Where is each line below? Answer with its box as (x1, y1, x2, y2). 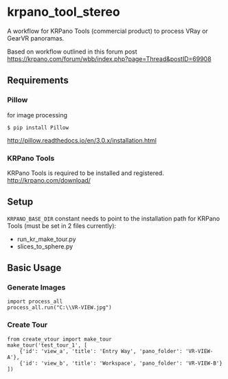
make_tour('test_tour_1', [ (7, 341, 88, 349)
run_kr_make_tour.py (16, 235, 77, 243)
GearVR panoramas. (7, 34, 65, 42)
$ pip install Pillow (7, 124, 69, 131)
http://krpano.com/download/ (7, 176, 91, 184)
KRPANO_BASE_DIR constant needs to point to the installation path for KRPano (7, 214, 220, 222)
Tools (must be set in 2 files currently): (7, 221, 117, 230)
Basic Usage (7, 262, 62, 274)
